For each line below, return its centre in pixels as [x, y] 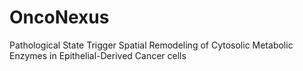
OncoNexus [59, 17]
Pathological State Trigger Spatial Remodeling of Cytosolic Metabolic [151, 45]
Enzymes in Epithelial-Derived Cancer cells [98, 55]
